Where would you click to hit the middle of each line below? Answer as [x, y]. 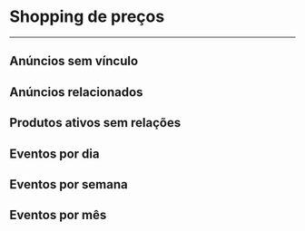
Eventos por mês [58, 215]
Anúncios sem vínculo [74, 61]
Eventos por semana [69, 184]
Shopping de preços [87, 17]
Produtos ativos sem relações [95, 123]
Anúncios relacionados [76, 92]
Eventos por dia [54, 154]
